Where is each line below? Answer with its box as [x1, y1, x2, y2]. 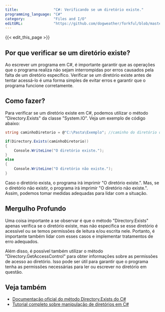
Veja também [5, 283, 47, 291]
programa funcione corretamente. [5, 83, 74, 89]
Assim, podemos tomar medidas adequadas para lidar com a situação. [5, 190, 148, 196]
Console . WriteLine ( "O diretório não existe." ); [14, 166, 113, 171]
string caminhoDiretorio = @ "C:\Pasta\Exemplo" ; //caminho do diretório [5, 130, 157, 135]
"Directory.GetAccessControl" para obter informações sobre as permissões [5, 253, 158, 259]
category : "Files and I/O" [5, 16, 87, 21]
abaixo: [5, 120, 20, 126]
